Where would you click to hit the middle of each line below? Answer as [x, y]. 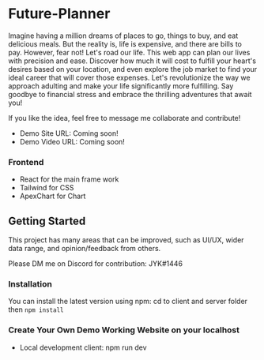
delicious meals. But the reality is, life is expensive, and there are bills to [125, 43]
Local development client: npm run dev [83, 347]
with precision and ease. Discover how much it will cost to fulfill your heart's [132, 61]
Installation [30, 283]
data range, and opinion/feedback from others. [85, 249]
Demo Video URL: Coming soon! [72, 141]
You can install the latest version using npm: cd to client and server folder [128, 302]
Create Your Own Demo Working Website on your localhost [124, 330]
